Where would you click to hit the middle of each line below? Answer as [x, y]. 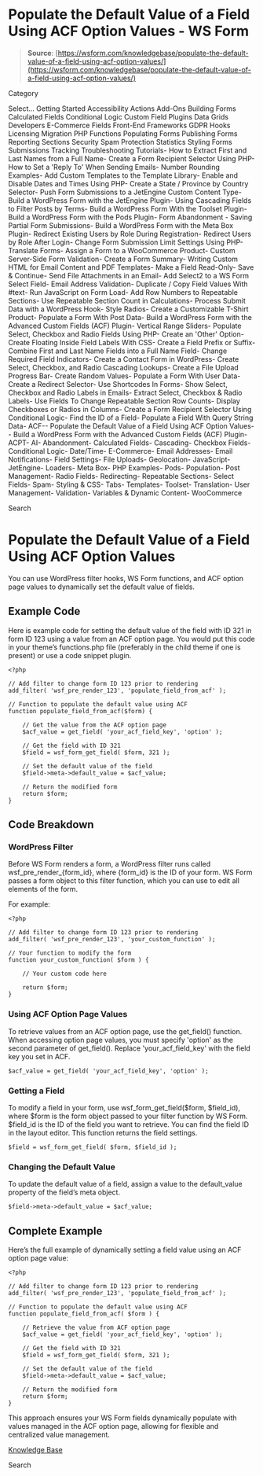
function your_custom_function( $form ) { [79, 960]
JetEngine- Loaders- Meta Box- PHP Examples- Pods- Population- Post [124, 467]
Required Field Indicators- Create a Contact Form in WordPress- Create [124, 359]
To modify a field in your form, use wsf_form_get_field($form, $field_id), [124, 1107]
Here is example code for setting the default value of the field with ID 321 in [130, 630]
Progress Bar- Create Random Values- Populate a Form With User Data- [124, 376]
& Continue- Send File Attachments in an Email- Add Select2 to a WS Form [129, 275]
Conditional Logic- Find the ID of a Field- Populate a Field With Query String [131, 418]
